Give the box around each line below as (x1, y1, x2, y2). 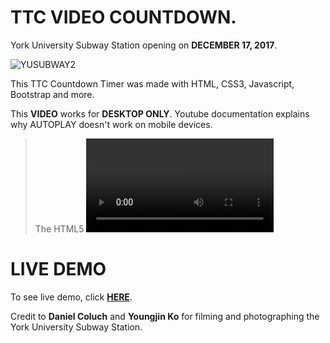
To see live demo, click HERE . (10, 291, 133, 303)
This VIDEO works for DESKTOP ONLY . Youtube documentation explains (10, 107, 310, 120)
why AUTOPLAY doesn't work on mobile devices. (10, 118, 213, 130)
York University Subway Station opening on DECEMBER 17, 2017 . (10, 39, 278, 51)
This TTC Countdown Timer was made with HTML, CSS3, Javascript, (10, 77, 295, 90)
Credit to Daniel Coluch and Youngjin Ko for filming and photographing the (10, 310, 320, 322)
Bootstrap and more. (10, 88, 95, 100)
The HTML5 (34, 222, 85, 235)
